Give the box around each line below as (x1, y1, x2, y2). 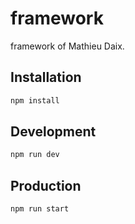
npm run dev (10, 150, 60, 160)
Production (10, 177, 82, 194)
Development (10, 123, 97, 141)
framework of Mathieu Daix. (10, 40, 125, 52)
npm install (10, 95, 60, 106)
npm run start (10, 204, 70, 214)
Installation (10, 69, 82, 86)
